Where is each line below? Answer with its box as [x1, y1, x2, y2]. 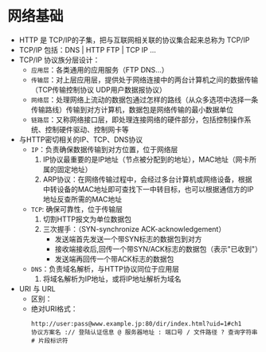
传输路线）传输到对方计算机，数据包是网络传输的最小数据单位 [30, 104, 234, 114]
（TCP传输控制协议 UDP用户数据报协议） [30, 84, 166, 94]
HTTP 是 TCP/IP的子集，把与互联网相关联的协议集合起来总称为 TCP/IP [18, 35, 250, 45]
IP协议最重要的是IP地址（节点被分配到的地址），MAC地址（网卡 [42, 154, 250, 164]
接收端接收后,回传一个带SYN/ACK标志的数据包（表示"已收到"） [54, 244, 262, 253]
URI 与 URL [18, 284, 57, 293]
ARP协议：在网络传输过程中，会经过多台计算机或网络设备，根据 [42, 174, 252, 184]
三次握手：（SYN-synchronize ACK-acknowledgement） [42, 224, 226, 233]
